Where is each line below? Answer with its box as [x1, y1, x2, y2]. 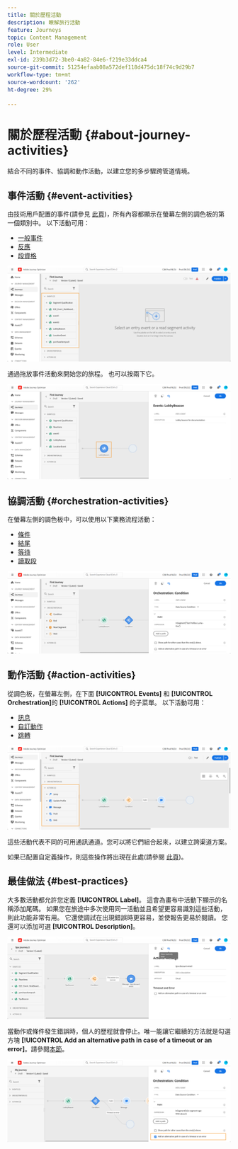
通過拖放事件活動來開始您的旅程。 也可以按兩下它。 [7, 369, 158, 378]
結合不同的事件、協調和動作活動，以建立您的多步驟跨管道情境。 [7, 167, 193, 176]
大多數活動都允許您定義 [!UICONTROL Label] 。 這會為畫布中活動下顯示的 [7, 896, 222, 904]
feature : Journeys [7, 26, 62, 33]
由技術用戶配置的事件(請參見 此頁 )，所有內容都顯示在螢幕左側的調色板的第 [7, 210, 225, 218]
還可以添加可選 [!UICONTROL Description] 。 [7, 922, 140, 930]
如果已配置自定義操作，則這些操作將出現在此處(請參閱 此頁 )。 [7, 852, 188, 861]
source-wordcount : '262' [7, 79, 81, 86]
